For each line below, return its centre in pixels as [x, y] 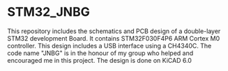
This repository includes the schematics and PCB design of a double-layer [114, 31]
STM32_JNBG [49, 12]
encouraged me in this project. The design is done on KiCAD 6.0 [99, 60]
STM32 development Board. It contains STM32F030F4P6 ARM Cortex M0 [114, 38]
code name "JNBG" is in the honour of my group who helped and [100, 53]
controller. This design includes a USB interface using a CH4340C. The [109, 45]
